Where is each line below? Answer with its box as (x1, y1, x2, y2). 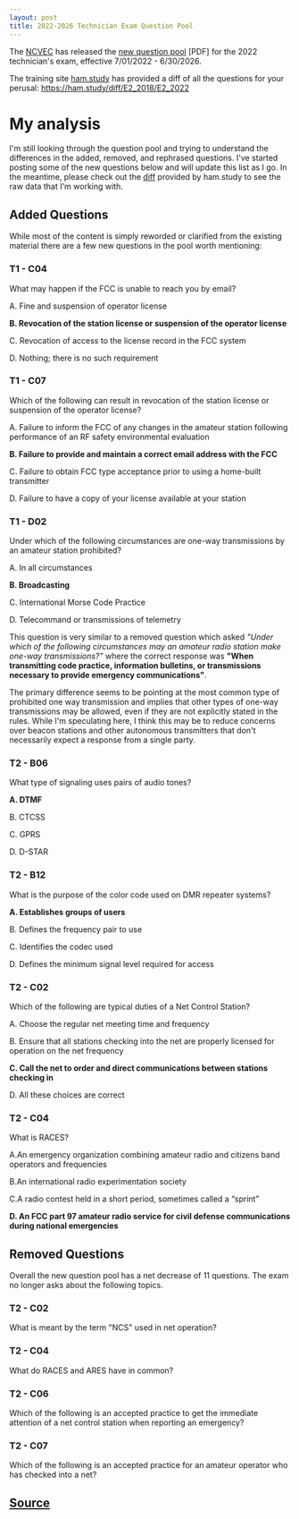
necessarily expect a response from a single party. (9, 734, 196, 745)
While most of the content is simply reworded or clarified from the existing (9, 231, 283, 242)
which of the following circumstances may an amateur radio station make (9, 641, 281, 652)
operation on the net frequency (9, 1046, 124, 1057)
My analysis (9, 114, 101, 134)
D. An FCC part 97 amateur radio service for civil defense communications (9, 1211, 291, 1222)
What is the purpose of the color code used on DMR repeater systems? (9, 889, 271, 900)
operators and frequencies (9, 1159, 107, 1170)
